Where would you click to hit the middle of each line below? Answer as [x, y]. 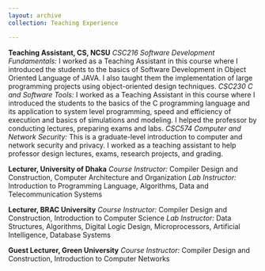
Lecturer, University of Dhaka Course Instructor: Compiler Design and [123, 169]
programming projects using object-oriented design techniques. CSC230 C [131, 86]
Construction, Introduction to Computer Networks [89, 258]
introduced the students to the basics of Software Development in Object [127, 69]
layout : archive [35, 15]
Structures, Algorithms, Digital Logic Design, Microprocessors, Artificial [125, 226]
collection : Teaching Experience [63, 23]
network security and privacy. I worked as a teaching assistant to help [122, 145]
